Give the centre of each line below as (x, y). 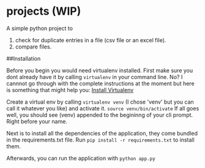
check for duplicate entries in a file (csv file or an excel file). (91, 40)
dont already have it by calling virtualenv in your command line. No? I (95, 77)
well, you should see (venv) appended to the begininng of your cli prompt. (100, 115)
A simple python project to (40, 28)
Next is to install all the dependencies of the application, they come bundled (102, 133)
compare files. (33, 47)
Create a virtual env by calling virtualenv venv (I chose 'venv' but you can (100, 102)
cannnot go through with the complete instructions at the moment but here (100, 83)
